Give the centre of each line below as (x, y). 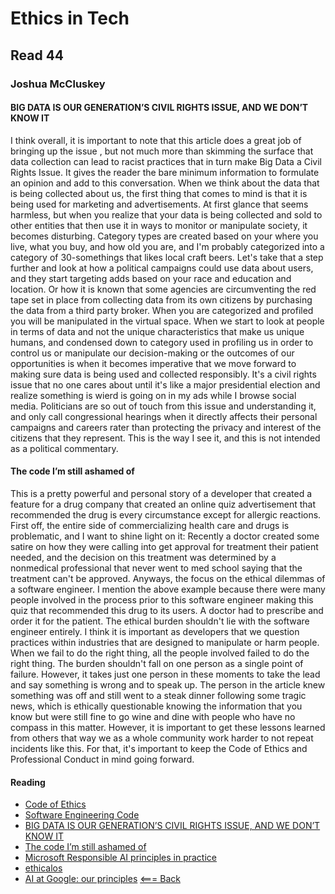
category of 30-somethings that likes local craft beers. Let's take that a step (167, 257)
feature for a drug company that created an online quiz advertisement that (163, 504)
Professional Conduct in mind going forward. (102, 759)
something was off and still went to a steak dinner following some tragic (158, 695)
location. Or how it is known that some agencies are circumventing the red (163, 289)
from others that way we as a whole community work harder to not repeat (162, 738)
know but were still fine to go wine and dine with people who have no (153, 716)
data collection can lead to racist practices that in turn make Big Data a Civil (166, 161)
